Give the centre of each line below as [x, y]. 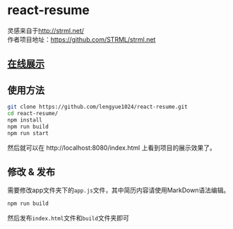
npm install [25, 120]
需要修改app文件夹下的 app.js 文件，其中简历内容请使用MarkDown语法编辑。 [119, 190]
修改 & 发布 [31, 172]
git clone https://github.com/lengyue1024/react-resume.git [98, 107]
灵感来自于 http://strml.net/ [46, 30]
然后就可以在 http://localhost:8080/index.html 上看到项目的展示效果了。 [112, 148]
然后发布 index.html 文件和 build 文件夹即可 [68, 218]
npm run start [28, 133]
